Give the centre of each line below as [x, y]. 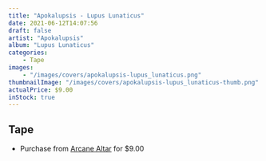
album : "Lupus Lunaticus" [51, 45]
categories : [28, 53]
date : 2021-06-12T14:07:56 [53, 23]
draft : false [30, 30]
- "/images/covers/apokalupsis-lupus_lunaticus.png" [112, 75]
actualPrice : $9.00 [41, 90]
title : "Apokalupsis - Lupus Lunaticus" [77, 16]
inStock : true [32, 97]
